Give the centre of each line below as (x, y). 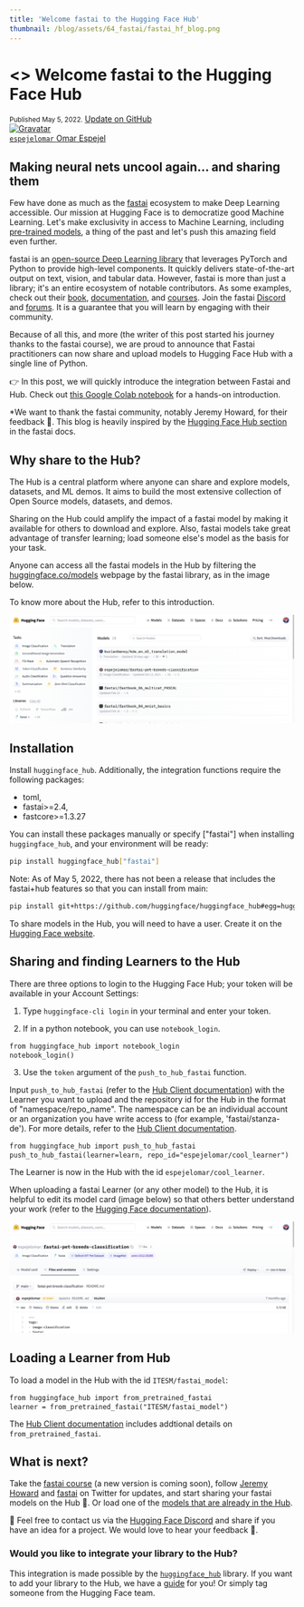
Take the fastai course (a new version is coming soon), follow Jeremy (139, 1484)
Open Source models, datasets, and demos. (91, 501)
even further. (33, 241)
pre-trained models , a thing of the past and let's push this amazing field (143, 232)
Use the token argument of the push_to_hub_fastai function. (134, 1072)
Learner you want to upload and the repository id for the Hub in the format (148, 1099)
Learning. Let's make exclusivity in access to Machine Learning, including (147, 222)
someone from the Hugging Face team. (82, 1592)
